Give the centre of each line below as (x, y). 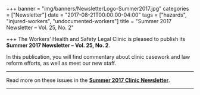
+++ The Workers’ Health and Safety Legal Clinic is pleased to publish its (96, 39)
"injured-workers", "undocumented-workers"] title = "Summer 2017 (89, 21)
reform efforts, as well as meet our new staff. (61, 63)
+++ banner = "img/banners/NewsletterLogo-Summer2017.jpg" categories (98, 9)
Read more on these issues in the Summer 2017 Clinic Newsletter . (88, 80)
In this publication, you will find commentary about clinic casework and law (98, 57)
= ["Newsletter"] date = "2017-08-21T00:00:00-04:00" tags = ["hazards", (97, 15)
